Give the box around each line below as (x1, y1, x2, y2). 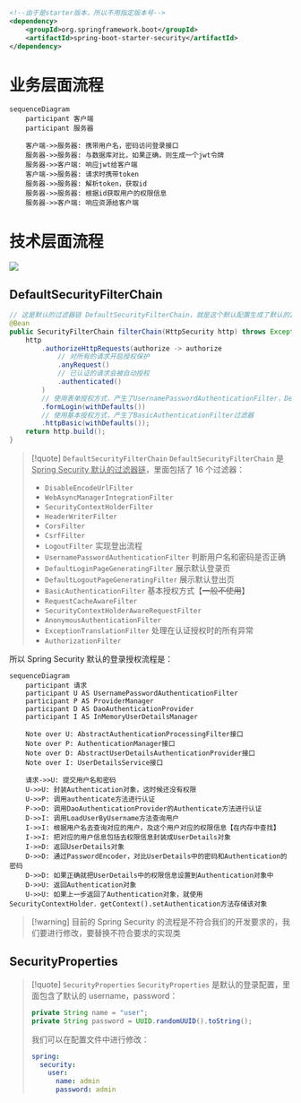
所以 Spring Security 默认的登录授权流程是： (9, 654, 173, 664)
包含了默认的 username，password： (39, 990, 178, 1001)
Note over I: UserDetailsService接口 (25, 759, 164, 768)
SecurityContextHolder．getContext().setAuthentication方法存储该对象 (9, 899, 268, 909)
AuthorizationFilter (44, 637, 122, 646)
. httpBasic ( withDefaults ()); (41, 419, 150, 428)
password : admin (55, 1085, 116, 1094)
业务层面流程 (9, 74, 105, 95)
